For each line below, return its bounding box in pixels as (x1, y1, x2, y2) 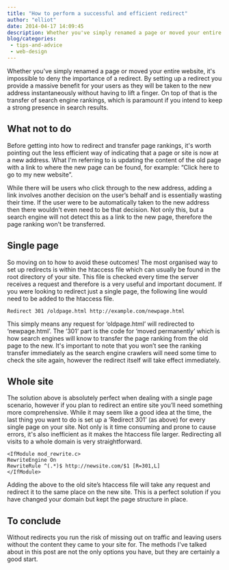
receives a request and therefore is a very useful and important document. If (7, 280, 222, 288)
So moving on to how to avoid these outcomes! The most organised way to (7, 258, 218, 266)
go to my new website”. (7, 170, 73, 179)
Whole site (7, 376, 54, 387)
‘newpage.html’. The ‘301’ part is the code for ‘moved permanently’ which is (7, 326, 220, 335)
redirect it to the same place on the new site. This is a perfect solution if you (7, 488, 221, 496)
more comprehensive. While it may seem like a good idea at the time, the (7, 409, 212, 417)
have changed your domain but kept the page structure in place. (7, 495, 188, 504)
